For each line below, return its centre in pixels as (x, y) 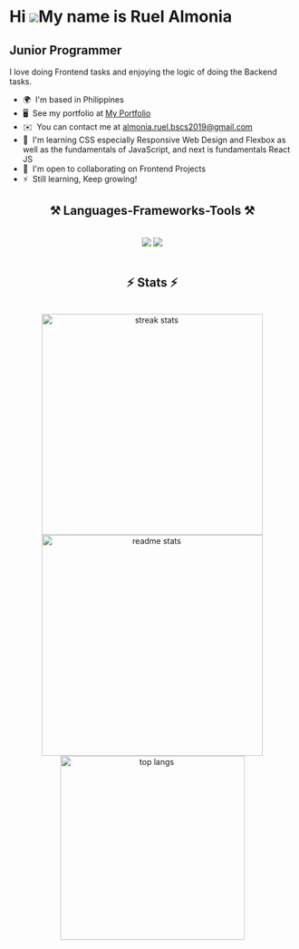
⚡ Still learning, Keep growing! (80, 179)
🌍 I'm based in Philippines (73, 100)
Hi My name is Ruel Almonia (121, 17)
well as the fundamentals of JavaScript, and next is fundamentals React (156, 150)
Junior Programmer (66, 50)
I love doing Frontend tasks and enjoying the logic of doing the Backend (144, 72)
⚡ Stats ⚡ (152, 283)
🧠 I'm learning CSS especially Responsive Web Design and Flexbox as (154, 140)
